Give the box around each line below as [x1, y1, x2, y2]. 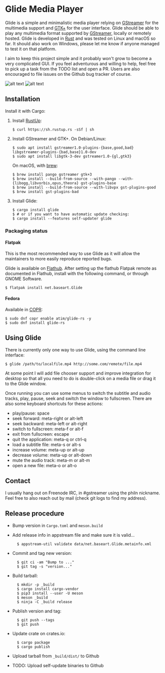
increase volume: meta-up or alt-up [12, 447, 85, 452]
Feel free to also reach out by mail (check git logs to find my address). [5, 495, 147, 501]
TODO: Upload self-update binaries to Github [12, 662, 104, 668]
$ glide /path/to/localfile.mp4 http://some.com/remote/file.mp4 [5, 361, 142, 366]
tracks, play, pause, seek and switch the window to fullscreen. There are [5, 395, 152, 401]
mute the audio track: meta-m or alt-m [12, 457, 90, 463]
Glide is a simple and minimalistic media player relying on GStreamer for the [5, 20, 159, 26]
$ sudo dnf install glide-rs [5, 320, 65, 325]
